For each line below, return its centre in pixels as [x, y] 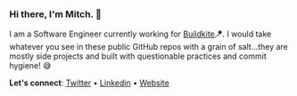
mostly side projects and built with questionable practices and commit [138, 56]
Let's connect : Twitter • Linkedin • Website [89, 83]
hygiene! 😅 [30, 66]
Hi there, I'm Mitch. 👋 [56, 14]
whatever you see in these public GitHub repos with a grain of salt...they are [148, 47]
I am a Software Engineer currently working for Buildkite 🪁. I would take [140, 34]
